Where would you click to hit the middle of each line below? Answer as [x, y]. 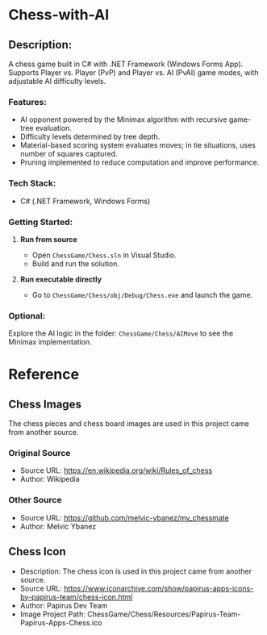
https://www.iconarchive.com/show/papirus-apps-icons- [159, 588]
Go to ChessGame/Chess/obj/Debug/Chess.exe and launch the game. [142, 295]
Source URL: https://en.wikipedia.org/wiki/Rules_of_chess [116, 470]
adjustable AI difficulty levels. [57, 81]
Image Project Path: [53, 614]
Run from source [49, 239]
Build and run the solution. [75, 263]
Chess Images [45, 404]
